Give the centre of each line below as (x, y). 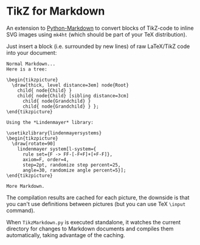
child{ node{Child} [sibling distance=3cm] (73, 95)
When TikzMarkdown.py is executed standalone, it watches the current (94, 222)
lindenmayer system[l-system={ (57, 149)
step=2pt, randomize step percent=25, (71, 165)
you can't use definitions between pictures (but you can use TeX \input (96, 204)
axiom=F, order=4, (46, 159)
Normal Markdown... (31, 64)
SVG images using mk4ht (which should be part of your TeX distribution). (97, 34)
